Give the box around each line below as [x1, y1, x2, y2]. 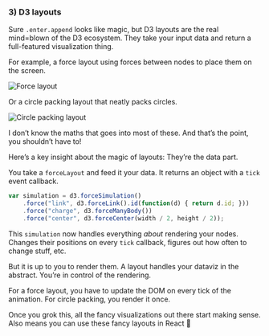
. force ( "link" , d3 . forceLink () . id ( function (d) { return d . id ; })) [22, 199, 250, 207]
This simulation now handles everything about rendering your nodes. [8, 228, 239, 239]
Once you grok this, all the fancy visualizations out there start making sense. [8, 309, 261, 319]
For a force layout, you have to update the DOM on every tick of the [8, 285, 231, 295]
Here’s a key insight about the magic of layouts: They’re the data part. [8, 152, 238, 162]
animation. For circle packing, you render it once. [8, 294, 171, 304]
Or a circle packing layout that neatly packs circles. [8, 97, 178, 107]
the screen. [8, 66, 47, 76]
